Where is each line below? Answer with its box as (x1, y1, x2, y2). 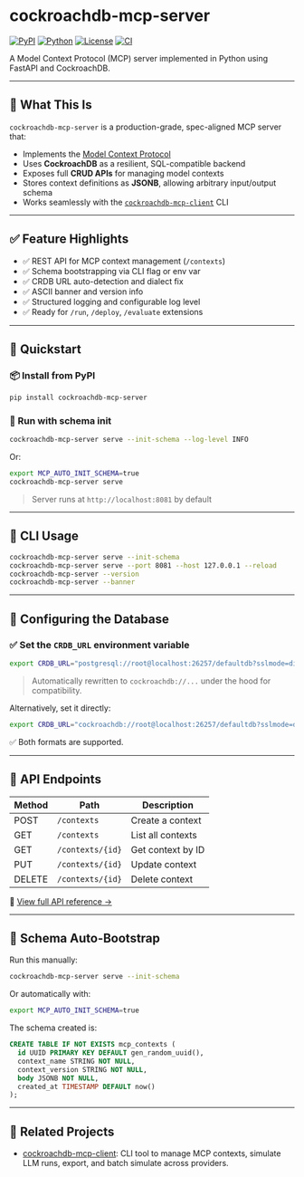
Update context (130, 857, 197, 870)
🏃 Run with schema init (9, 415, 112, 427)
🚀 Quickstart (9, 341, 81, 357)
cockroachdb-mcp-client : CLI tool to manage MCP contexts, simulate (22, 1148, 281, 1159)
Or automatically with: (9, 989, 91, 1000)
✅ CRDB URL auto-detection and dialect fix (22, 275, 184, 286)
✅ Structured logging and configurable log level (22, 296, 201, 307)
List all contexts (130, 828, 197, 841)
